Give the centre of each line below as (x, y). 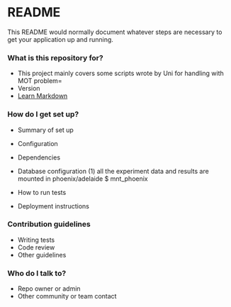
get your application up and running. (60, 39)
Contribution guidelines (49, 224)
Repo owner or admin (49, 289)
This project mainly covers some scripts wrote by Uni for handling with (121, 73)
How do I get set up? (43, 114)
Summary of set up (46, 130)
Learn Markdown (43, 96)
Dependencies (39, 157)
